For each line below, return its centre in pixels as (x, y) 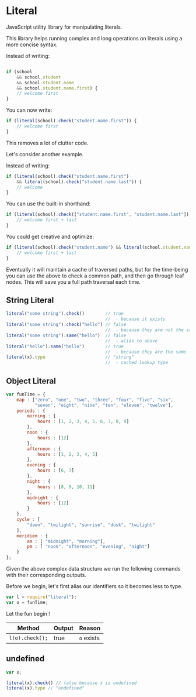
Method (28, 628)
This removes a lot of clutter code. (47, 143)
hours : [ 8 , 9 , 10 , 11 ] (66, 487)
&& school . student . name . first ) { (57, 88)
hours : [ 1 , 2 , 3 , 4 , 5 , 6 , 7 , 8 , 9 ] (83, 422)
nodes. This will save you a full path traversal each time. (73, 281)
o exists (90, 638)
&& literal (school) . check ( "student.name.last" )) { (79, 182)
